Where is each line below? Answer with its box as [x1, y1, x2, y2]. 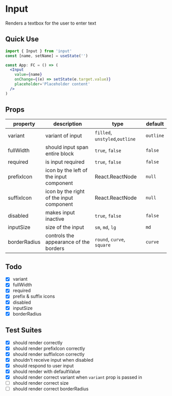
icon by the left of [45, 167, 88, 174]
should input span [45, 144, 89, 151]
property [13, 120, 35, 128]
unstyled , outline [94, 135, 136, 142]
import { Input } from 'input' [5, 48, 72, 54]
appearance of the [45, 239, 90, 246]
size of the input [45, 224, 84, 231]
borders [45, 245, 65, 252]
